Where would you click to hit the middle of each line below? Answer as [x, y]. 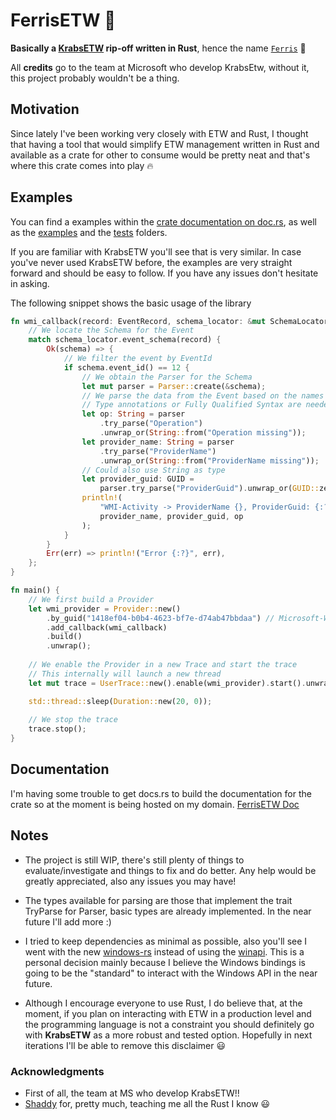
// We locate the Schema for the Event [111, 330]
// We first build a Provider [91, 599]
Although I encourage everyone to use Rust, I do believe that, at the [163, 1003]
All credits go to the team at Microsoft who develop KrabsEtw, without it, [160, 67]
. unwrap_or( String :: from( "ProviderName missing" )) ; [209, 460]
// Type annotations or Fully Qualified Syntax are [191, 405]
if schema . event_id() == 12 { [126, 367]
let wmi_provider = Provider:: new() [105, 609]
